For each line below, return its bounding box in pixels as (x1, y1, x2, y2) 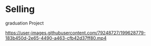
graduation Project (5, 20, 44, 26)
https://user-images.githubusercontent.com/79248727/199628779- (5, 29, 146, 35)
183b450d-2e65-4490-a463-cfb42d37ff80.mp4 (5, 35, 107, 41)
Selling (5, 3, 35, 15)
